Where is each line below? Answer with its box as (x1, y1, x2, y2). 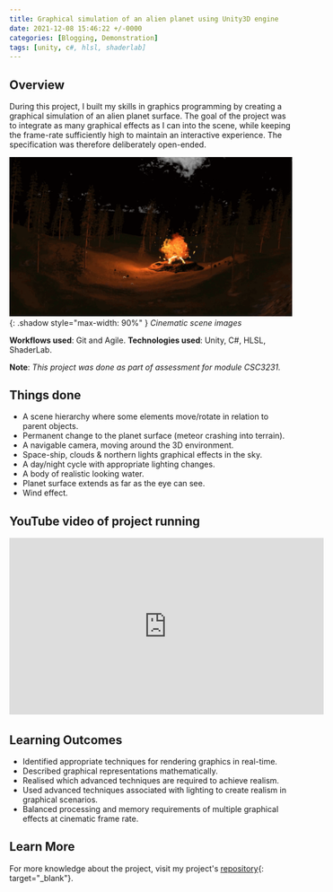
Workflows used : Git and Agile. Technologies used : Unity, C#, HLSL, (9, 335, 267, 345)
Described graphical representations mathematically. (22, 765, 218, 776)
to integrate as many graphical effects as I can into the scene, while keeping (9, 120, 291, 131)
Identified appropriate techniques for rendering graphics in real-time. (22, 756, 278, 766)
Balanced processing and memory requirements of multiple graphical (22, 804, 279, 814)
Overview (9, 77, 66, 92)
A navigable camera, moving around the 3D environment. (22, 440, 234, 450)
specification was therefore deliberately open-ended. (9, 139, 206, 150)
